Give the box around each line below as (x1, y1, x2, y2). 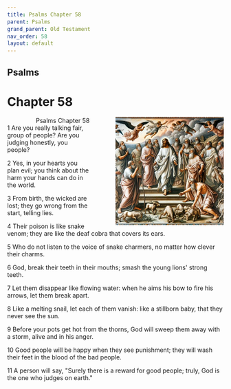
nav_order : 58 (7, 33, 48, 40)
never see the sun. (7, 312, 60, 320)
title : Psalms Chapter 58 (7, 11, 81, 18)
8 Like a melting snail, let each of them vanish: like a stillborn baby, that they (7, 304, 223, 313)
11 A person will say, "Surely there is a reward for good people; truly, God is (7, 366, 220, 375)
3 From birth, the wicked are (7, 194, 87, 203)
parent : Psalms (7, 18, 51, 25)
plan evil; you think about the (7, 166, 89, 175)
